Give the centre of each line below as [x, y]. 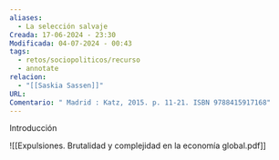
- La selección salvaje [62, 26]
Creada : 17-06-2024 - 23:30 [63, 35]
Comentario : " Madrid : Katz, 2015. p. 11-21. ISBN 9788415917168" [140, 102]
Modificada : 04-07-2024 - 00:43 [71, 43]
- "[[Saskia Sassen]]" [61, 85]
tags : [20, 52]
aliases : [26, 18]
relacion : [28, 77]
